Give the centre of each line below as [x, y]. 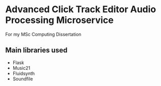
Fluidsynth [24, 73]
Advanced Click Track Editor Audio [81, 9]
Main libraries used [36, 50]
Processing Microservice [59, 20]
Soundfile [23, 79]
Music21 [21, 68]
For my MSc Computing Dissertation [43, 34]
